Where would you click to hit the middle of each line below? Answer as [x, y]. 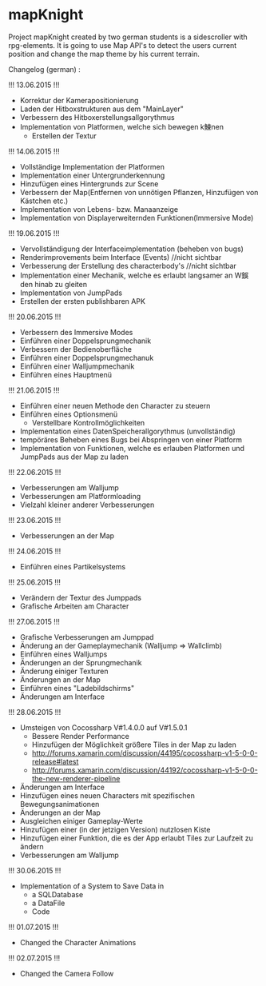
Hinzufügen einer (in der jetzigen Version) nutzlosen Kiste [115, 829]
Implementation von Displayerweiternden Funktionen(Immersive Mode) [137, 218]
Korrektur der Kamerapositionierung [79, 100]
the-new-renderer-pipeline [76, 778]
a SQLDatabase [58, 894]
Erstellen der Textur [64, 136]
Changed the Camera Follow [67, 973]
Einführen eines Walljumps [64, 654]
